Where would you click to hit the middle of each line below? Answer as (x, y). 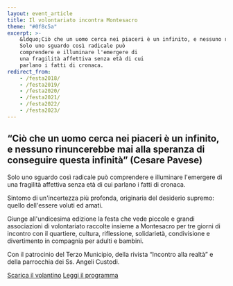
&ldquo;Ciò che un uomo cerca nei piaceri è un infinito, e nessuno (121, 40)
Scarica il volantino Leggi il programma (63, 275)
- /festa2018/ (40, 78)
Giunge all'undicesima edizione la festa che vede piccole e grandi (101, 219)
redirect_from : (29, 71)
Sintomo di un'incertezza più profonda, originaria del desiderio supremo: (111, 198)
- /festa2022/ (40, 104)
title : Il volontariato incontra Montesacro (72, 20)
